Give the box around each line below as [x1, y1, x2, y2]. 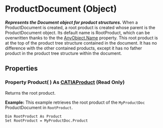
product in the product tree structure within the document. [5, 50, 122, 56]
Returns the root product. [5, 90, 56, 96]
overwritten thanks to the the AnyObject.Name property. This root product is [5, 35, 158, 41]
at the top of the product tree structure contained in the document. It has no [5, 40, 157, 46]
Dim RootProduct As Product [5, 114, 62, 119]
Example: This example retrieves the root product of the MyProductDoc [5, 99, 145, 105]
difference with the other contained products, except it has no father [5, 45, 143, 51]
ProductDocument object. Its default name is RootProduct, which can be [5, 30, 150, 35]
